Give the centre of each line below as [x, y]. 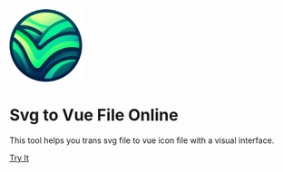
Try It [20, 158]
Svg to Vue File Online [94, 115]
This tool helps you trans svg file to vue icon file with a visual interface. [142, 140]
